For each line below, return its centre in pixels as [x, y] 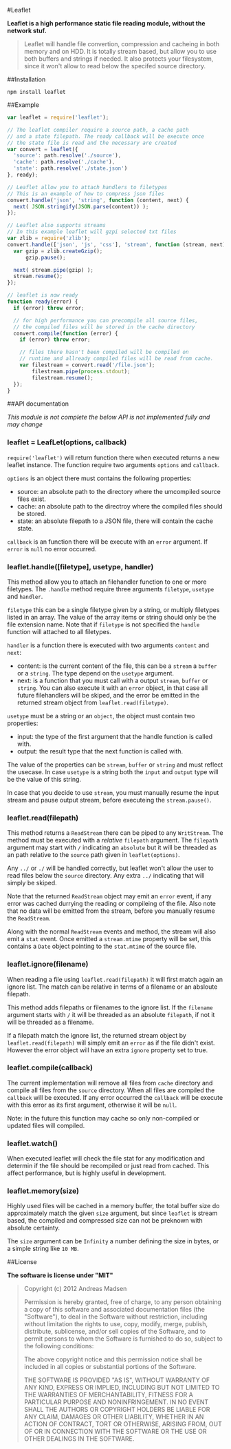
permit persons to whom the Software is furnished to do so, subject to [123, 1339]
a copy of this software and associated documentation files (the [114, 1310]
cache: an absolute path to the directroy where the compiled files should [120, 506]
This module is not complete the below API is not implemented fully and [109, 417]
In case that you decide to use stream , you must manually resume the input [113, 792]
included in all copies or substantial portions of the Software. [110, 1367]
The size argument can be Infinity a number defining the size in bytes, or [113, 1241]
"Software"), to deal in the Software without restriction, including [115, 1317]
